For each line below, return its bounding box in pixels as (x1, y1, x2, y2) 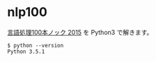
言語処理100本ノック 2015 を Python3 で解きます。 (7, 28, 153, 36)
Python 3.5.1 (7, 48, 45, 55)
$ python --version (7, 42, 64, 49)
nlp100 (7, 4, 47, 20)
